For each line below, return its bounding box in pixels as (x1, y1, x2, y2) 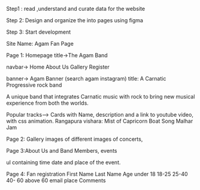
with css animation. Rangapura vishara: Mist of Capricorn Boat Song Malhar (6, 117, 193, 124)
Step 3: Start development (6, 28, 71, 35)
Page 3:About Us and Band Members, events (6, 147, 117, 154)
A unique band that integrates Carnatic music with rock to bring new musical (6, 93, 195, 100)
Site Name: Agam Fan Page (6, 40, 74, 47)
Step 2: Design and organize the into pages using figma (6, 17, 144, 23)
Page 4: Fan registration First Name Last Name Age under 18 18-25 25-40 (6, 171, 188, 177)
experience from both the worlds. (6, 99, 89, 106)
